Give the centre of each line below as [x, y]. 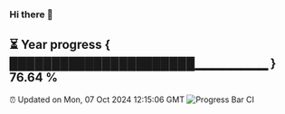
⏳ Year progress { [60, 45]
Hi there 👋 [32, 14]
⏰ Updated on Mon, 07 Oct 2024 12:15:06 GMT [97, 100]
